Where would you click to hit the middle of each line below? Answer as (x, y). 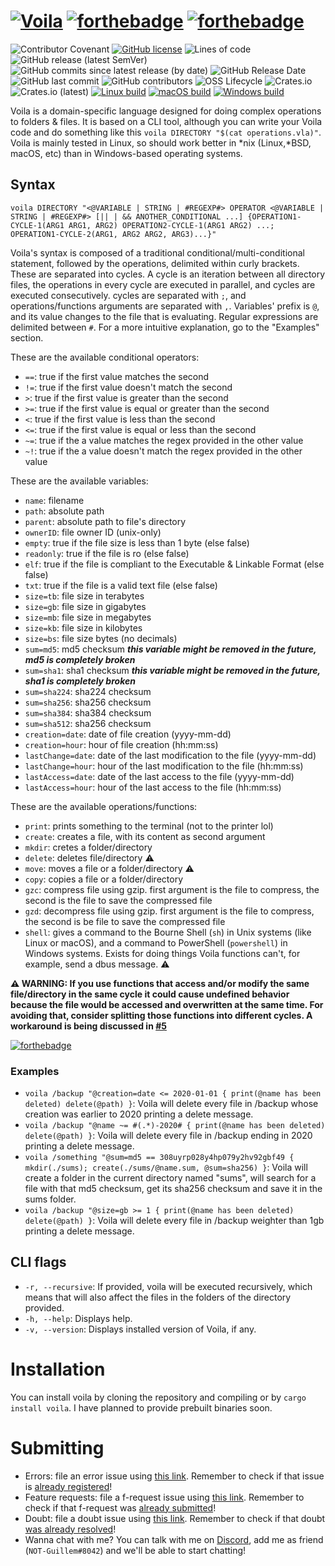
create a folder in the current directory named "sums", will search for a (170, 1178)
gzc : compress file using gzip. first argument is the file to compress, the (172, 889)
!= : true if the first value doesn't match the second (128, 387)
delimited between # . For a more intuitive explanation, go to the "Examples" (165, 327)
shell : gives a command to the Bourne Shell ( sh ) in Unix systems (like (168, 932)
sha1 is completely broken (80, 681)
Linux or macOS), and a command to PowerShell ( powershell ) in (156, 942)
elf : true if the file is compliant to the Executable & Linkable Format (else (174, 564)
